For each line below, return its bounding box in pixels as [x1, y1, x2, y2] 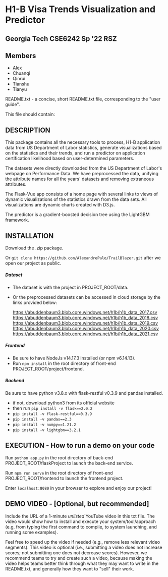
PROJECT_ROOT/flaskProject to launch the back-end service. [5, 460, 133, 466]
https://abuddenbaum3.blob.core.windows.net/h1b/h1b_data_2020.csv [12, 325, 159, 331]
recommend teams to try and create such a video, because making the [5, 555, 152, 561]
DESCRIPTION [5, 126, 50, 134]
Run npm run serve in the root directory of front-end [5, 469, 113, 476]
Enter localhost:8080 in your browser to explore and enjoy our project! [5, 485, 152, 491]
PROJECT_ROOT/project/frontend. [12, 365, 84, 372]
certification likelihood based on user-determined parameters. [5, 155, 135, 162]
